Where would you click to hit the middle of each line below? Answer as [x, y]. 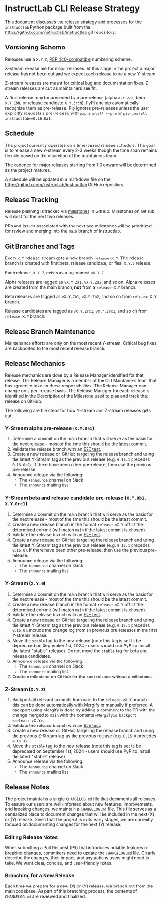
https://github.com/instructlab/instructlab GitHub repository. [65, 184]
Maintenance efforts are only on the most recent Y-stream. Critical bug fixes [81, 343]
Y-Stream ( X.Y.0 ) [25, 583]
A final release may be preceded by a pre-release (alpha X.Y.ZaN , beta [75, 97]
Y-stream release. [30, 635]
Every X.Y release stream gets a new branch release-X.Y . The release [74, 258]
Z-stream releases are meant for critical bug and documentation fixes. [75, 83]
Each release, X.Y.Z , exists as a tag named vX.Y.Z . [55, 273]
